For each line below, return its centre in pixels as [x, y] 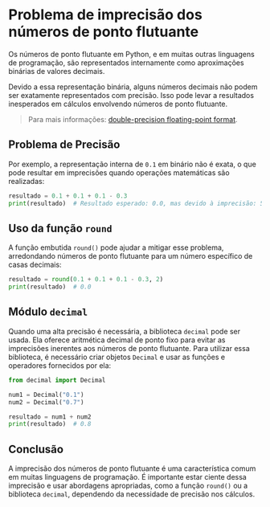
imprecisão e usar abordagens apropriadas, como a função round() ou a [128, 486]
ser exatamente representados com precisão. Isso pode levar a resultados [131, 95]
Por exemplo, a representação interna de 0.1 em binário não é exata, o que [133, 164]
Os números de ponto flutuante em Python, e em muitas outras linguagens [131, 54]
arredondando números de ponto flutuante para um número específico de [131, 256]
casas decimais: [35, 265]
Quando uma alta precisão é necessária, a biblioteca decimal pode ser [125, 331]
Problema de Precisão [64, 145]
